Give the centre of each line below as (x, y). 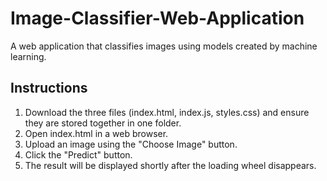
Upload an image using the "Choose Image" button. (131, 144)
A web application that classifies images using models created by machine (164, 46)
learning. (28, 56)
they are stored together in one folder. (103, 123)
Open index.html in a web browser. (96, 133)
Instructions (49, 88)
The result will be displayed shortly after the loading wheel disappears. (170, 165)
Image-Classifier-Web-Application (157, 18)
